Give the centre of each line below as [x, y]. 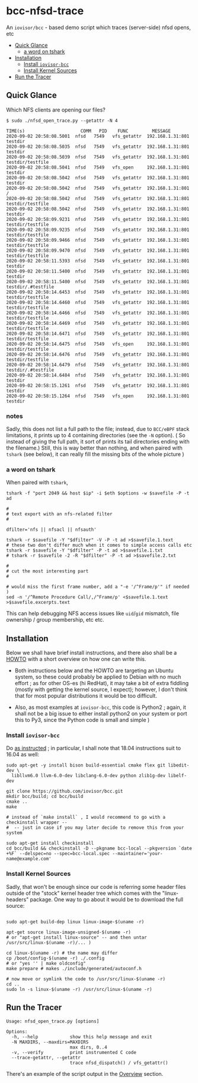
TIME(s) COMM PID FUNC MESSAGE [88, 131]
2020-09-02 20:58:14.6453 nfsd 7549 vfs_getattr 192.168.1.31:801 [98, 292]
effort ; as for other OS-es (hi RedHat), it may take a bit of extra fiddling [102, 683]
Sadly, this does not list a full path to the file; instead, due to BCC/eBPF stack [98, 429]
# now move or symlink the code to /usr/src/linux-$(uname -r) [86, 979]
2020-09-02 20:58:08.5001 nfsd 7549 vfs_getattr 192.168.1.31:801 [98, 136]
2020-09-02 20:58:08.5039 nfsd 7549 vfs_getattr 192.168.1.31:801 [98, 157]
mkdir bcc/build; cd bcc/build [45, 797]
